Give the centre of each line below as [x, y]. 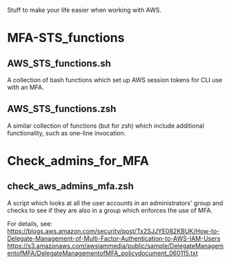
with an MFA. [26, 87]
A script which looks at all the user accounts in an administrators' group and [115, 202]
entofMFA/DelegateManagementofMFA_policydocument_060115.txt [103, 253]
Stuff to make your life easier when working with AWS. [84, 10]
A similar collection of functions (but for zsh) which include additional [106, 125]
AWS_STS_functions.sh [59, 63]
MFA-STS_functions [66, 38]
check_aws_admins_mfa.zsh [71, 186]
